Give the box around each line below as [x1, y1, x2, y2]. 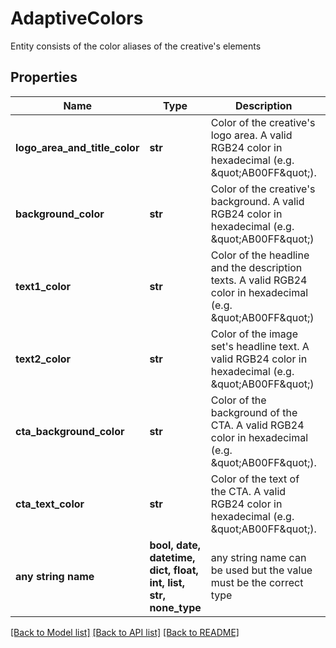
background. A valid [210, 194, 305, 208]
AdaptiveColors [10, 7, 144, 30]
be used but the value [210, 563, 313, 577]
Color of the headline [210, 248, 310, 262]
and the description [210, 260, 303, 274]
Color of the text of [210, 472, 300, 486]
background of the [210, 405, 298, 419]
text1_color [15, 279, 72, 293]
